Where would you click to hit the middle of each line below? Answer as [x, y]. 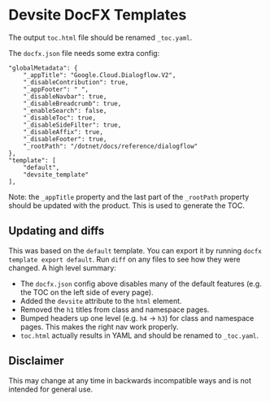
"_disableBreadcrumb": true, [72, 103]
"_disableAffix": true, [63, 132]
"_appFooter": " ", [56, 89]
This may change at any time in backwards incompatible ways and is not [130, 380]
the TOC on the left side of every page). [87, 292]
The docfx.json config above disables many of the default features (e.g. [141, 283]
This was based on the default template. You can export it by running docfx [135, 250]
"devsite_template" [56, 175]
